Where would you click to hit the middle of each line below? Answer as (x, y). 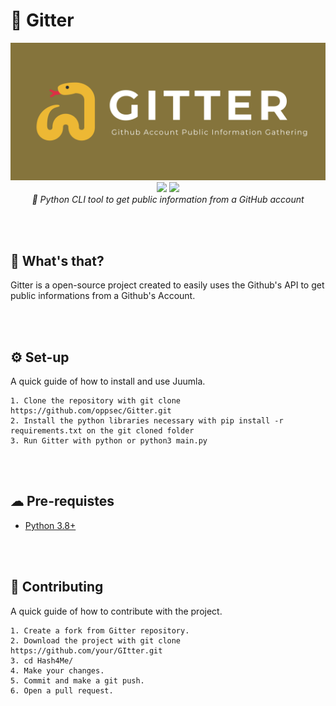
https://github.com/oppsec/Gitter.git (91, 411)
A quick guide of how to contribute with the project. (116, 611)
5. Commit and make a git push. (77, 680)
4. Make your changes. (57, 670)
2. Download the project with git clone (96, 640)
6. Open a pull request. (62, 690)
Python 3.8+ (50, 525)
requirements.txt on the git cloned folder (102, 431)
